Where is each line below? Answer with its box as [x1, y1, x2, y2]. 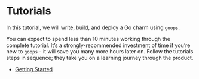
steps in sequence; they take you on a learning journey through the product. [6, 54, 194, 61]
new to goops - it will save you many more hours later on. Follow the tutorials [6, 48, 194, 55]
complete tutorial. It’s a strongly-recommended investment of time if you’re [6, 42, 191, 49]
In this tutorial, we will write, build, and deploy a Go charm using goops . [6, 24, 180, 31]
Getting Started [14, 65, 53, 72]
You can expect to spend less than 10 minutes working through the [6, 35, 170, 42]
